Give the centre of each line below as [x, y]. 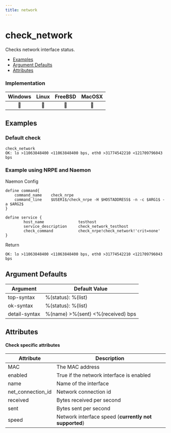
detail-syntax [24, 314]
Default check [23, 138]
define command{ [22, 190]
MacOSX [92, 97]
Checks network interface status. [40, 50]
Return [12, 245]
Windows [20, 97]
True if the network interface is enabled [104, 375]
